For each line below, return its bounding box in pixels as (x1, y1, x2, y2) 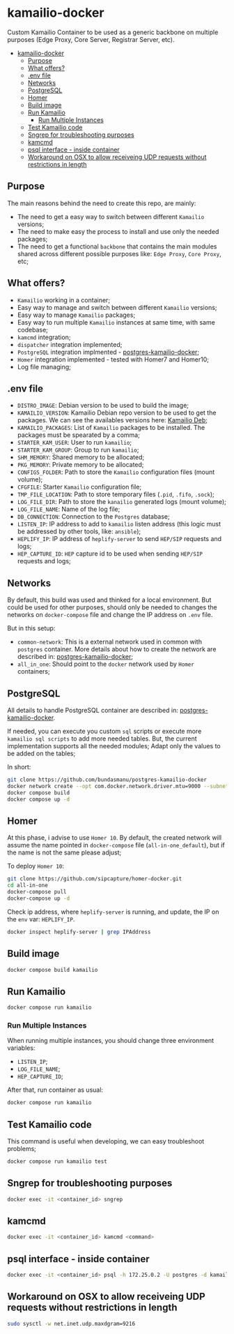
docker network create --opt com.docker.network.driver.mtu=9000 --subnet (7, 783, 229, 790)
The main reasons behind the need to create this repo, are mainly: (7, 199, 196, 207)
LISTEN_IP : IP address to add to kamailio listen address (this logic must (17, 520, 221, 528)
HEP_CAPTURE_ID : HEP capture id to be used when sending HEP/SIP (17, 549, 203, 558)
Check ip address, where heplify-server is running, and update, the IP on (7, 907, 219, 916)
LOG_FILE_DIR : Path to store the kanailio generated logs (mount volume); (17, 498, 226, 506)
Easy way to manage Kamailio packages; (17, 311, 136, 319)
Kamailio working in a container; (17, 295, 110, 304)
